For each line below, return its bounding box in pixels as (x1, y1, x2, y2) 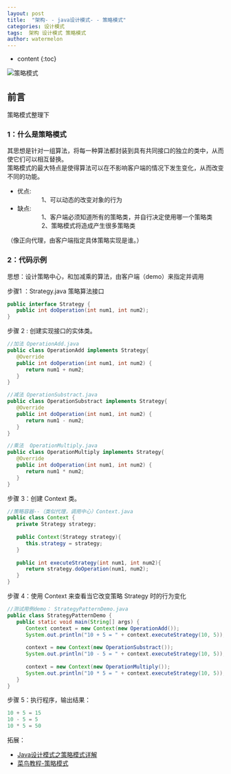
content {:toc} (16, 54, 57, 63)
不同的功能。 (7, 172, 43, 181)
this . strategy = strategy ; (25, 539, 103, 547)
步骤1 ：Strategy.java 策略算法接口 (7, 287, 104, 295)
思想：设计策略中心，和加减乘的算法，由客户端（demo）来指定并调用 (7, 272, 204, 280)
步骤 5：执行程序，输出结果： (7, 696, 91, 704)
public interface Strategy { (7, 301, 91, 308)
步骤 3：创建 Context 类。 (7, 494, 81, 502)
